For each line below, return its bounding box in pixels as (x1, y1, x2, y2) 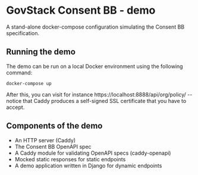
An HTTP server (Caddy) (14, 136, 76, 143)
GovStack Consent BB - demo (6, 4, 156, 17)
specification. (6, 29, 40, 36)
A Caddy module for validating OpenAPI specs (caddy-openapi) (14, 149, 171, 157)
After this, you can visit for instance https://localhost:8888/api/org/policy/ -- (6, 90, 193, 98)
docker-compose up (6, 80, 52, 86)
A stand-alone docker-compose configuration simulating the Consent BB (6, 23, 185, 30)
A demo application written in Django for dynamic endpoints (14, 162, 162, 169)
